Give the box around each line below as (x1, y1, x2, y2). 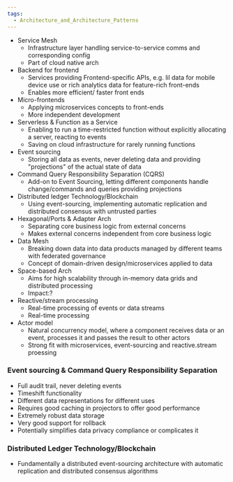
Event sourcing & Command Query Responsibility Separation (7, 365, 218, 375)
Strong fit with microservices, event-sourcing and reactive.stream (27, 341, 218, 349)
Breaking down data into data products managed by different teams (27, 244, 223, 253)
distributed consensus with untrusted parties (27, 207, 157, 215)
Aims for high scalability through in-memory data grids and (27, 274, 197, 282)
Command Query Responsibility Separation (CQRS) (17, 169, 165, 178)
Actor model (17, 318, 54, 327)
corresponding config (27, 50, 91, 59)
